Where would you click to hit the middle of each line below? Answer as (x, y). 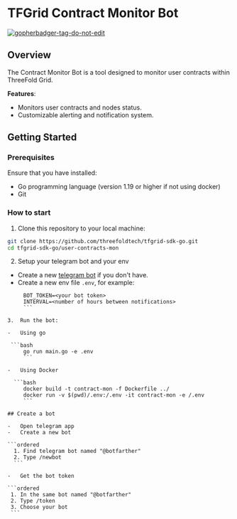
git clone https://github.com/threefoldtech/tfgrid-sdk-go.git (103, 241)
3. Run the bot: (33, 321)
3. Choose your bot (39, 507)
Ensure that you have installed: (52, 173)
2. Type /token (33, 501)
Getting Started (42, 138)
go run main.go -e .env (58, 352)
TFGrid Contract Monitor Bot (93, 13)
